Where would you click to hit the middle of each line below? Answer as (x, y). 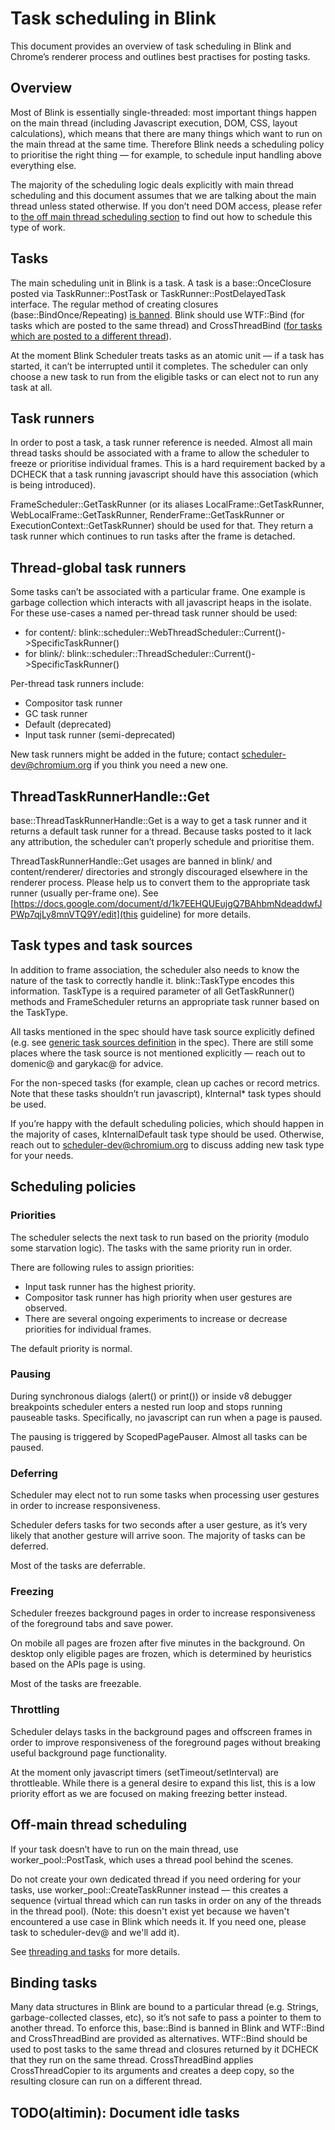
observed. (46, 1308)
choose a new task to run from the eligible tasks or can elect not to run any (165, 376)
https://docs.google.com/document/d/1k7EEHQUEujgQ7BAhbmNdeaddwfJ (168, 903)
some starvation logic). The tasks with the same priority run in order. (151, 1248)
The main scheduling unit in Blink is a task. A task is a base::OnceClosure (161, 283)
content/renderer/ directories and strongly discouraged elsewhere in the (159, 871)
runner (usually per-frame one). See (84, 893)
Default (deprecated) (68, 724)
